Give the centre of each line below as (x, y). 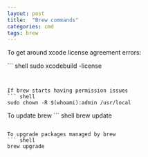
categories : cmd (30, 26)
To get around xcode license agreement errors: (74, 53)
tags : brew (23, 33)
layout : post (26, 13)
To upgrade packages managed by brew (62, 135)
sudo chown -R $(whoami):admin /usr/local (69, 103)
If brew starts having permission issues (68, 91)
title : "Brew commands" (43, 20)
